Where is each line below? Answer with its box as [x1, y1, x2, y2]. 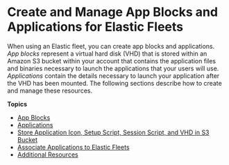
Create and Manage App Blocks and [7, 4, 219, 20]
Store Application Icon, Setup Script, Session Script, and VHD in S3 [17, 128, 210, 136]
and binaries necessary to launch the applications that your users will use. [7, 64, 219, 72]
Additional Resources [17, 150, 78, 159]
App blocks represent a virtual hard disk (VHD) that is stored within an [7, 49, 207, 58]
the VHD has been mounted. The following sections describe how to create [7, 79, 222, 87]
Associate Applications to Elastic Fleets [17, 143, 130, 151]
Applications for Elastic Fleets [7, 19, 184, 35]
